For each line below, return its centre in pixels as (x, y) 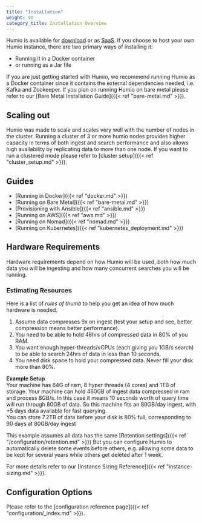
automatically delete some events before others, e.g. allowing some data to (100, 448)
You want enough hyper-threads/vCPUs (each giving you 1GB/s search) (104, 348)
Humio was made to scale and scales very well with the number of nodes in (100, 130)
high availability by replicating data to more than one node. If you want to (97, 149)
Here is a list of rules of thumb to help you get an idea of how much (90, 303)
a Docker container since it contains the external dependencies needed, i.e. (100, 83)
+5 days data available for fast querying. (57, 411)
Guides (20, 181)
